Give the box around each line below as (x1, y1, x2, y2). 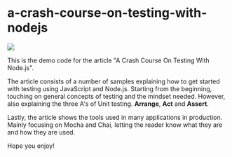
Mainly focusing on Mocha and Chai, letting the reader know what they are (7, 121, 223, 129)
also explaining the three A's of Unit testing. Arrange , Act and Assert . (7, 100, 209, 108)
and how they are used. (7, 128, 76, 136)
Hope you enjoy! (7, 142, 55, 150)
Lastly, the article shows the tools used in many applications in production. (7, 113, 223, 121)
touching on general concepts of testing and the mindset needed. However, (7, 92, 226, 100)
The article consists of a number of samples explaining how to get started (7, 77, 220, 86)
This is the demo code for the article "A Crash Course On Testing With (7, 56, 210, 64)
